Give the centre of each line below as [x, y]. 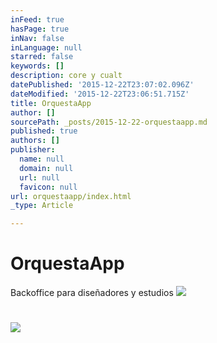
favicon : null [48, 187]
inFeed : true [37, 19]
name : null [42, 159]
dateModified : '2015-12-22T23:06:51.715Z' [100, 94]
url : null [39, 177]
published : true [44, 131]
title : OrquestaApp [51, 103]
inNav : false [37, 38]
